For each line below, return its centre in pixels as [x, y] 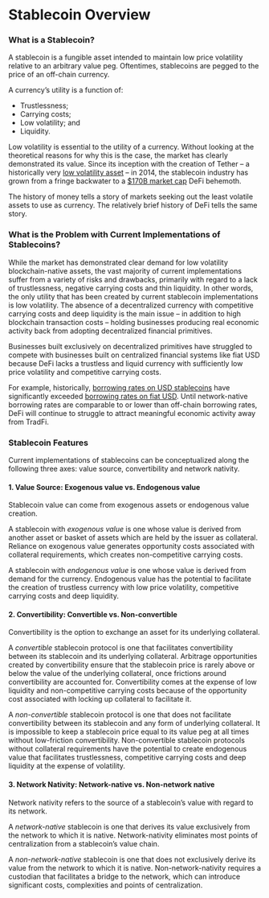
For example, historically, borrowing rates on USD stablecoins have [119, 387]
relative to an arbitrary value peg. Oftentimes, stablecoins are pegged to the [134, 66]
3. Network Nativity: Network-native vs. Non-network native [112, 785]
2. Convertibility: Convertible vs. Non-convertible [93, 614]
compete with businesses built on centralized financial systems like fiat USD [134, 355]
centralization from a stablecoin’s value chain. [84, 843]
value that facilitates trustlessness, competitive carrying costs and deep [127, 757]
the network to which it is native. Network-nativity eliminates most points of [133, 835]
